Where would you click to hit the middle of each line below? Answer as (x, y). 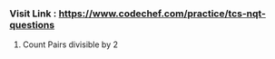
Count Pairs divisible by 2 (70, 44)
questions (32, 25)
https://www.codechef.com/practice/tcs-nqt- (162, 14)
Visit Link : (33, 14)
